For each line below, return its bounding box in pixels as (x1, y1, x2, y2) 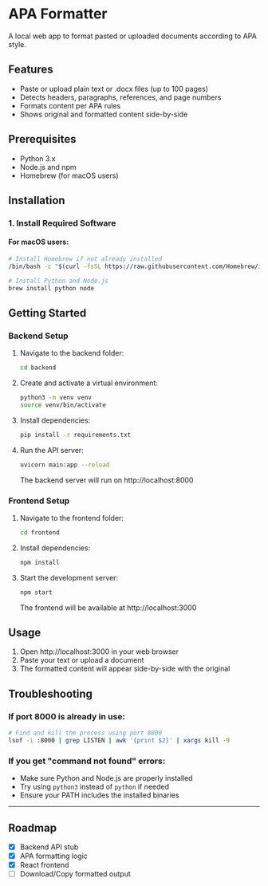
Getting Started (8, 306, 87, 320)
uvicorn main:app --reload (19, 460, 110, 469)
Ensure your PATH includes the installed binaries (19, 790, 179, 800)
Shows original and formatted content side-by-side (19, 109, 188, 119)
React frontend (19, 860, 69, 870)
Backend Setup (8, 330, 69, 341)
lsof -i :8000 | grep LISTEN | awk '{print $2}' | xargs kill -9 (8, 736, 231, 744)
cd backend (19, 364, 57, 372)
